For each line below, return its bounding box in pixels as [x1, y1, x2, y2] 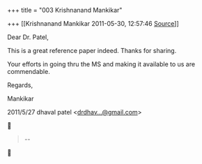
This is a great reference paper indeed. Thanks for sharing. [7, 47, 177, 54]
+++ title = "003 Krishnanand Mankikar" [7, 6, 123, 14]
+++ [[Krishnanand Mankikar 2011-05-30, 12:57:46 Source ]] [7, 20, 179, 27]
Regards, [7, 81, 33, 89]
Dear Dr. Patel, [7, 33, 49, 41]
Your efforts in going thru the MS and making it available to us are [7, 60, 196, 68]
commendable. [7, 68, 50, 75]
